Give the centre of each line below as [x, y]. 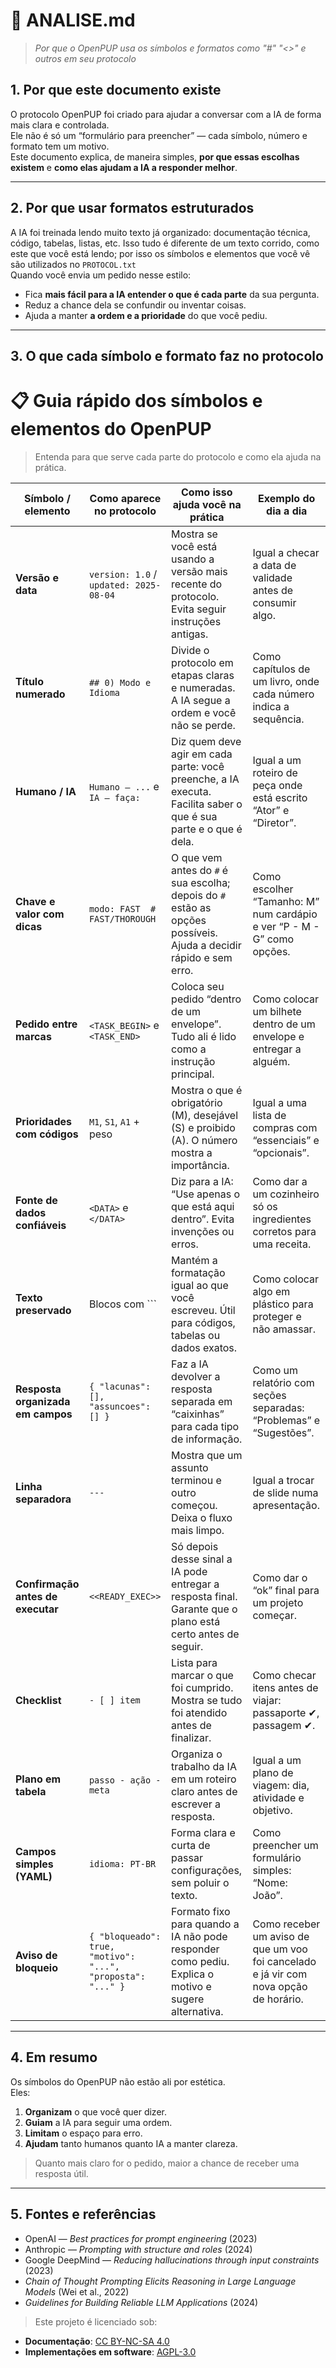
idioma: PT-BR [122, 1863]
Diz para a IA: [202, 1181]
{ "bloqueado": [125, 1936]
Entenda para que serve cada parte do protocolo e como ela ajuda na [178, 456]
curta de [191, 1845]
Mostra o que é [207, 1090]
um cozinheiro [286, 1194]
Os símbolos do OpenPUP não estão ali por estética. [118, 2081]
